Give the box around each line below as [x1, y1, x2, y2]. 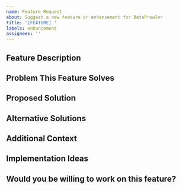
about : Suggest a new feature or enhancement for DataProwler [6, 14, 163, 20]
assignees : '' [6, 31, 41, 37]
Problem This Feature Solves [6, 72, 114, 83]
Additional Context [6, 134, 77, 144]
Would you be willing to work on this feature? [6, 173, 177, 184]
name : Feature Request [6, 8, 62, 15]
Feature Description [6, 53, 81, 63]
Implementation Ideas [6, 154, 89, 164]
